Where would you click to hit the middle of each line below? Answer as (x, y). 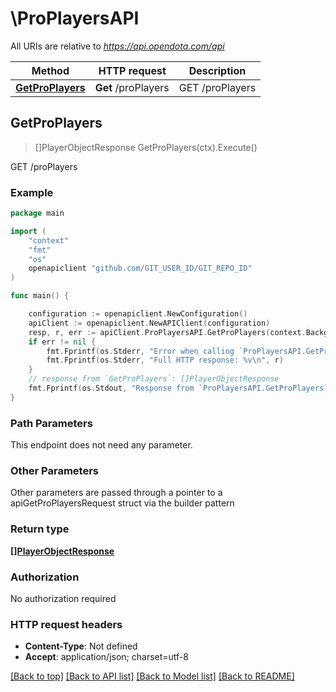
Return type (40, 529)
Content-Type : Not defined (81, 646)
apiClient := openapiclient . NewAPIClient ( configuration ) (149, 323)
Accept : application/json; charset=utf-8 (106, 657)
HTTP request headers (66, 624)
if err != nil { (62, 342)
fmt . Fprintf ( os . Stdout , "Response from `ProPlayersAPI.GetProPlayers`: (180, 388)
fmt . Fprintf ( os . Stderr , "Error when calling (140, 351)
